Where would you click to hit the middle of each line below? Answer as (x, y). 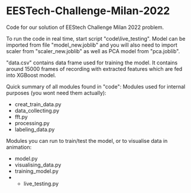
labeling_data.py (35, 129)
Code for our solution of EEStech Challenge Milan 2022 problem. (85, 27)
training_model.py (37, 171)
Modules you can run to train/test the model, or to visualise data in (87, 140)
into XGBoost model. (31, 75)
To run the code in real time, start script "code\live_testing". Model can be (96, 38)
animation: (19, 147)
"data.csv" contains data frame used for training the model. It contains (92, 63)
